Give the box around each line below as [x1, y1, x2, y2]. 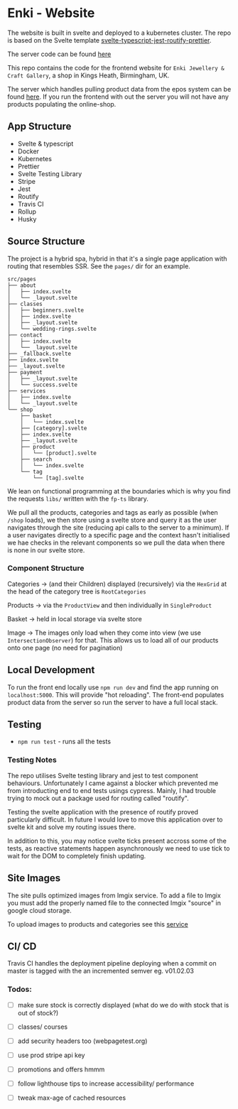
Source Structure [7, 236, 85, 248]
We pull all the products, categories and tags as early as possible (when [7, 508, 218, 516]
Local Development [7, 664, 95, 676]
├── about [7, 282, 37, 289]
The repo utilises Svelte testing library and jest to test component [7, 771, 199, 780]
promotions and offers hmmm [17, 1065, 105, 1074]
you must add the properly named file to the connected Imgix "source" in [7, 898, 222, 907]
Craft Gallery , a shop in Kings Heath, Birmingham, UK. [7, 71, 170, 80]
